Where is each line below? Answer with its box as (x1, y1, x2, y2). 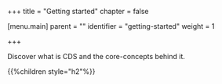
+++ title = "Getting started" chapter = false (7, 7, 149, 16)
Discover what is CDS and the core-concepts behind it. (7, 52, 186, 61)
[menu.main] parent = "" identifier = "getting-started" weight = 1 (7, 22, 215, 30)
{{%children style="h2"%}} (7, 67, 96, 76)
